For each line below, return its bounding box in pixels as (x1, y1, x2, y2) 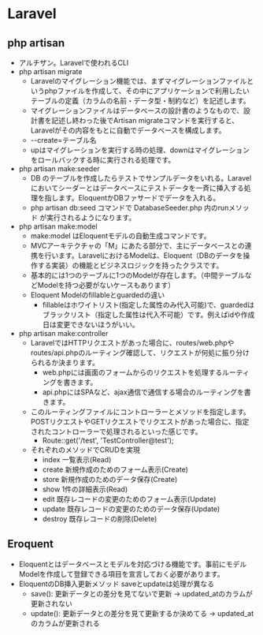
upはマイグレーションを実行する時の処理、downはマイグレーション (30, 145, 250, 155)
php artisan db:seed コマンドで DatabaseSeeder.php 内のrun (30, 203, 229, 212)
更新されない (30, 599, 72, 608)
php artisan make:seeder (18, 164, 100, 174)
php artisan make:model (18, 222, 98, 231)
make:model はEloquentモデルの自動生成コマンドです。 (30, 231, 211, 241)
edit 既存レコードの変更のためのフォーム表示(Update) (42, 495, 217, 503)
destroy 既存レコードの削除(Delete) (42, 514, 157, 523)
